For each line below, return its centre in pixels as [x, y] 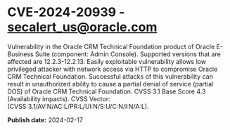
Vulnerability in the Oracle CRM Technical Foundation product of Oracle [111, 46]
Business [20, 54]
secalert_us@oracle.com [82, 27]
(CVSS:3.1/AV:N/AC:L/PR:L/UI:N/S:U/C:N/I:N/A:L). [78, 106]
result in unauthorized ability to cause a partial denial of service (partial [110, 84]
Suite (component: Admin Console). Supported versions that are [128, 54]
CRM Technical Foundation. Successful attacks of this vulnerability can [110, 76]
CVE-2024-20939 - [66, 12]
